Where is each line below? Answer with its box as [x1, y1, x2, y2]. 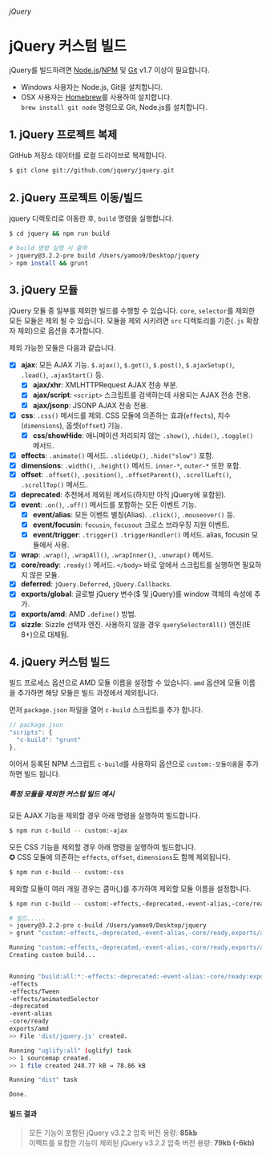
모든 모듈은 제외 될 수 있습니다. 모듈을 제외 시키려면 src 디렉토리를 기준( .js [9, 316, 244, 326]
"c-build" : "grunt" [16, 736, 82, 744]
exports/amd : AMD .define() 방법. [20, 610, 137, 619]
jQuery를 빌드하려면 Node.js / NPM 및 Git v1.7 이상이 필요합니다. [9, 65, 211, 75]
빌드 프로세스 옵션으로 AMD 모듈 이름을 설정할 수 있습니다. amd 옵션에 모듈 [9, 678, 241, 687]
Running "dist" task [9, 1076, 79, 1084]
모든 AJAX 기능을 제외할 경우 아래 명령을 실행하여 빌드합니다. [9, 810, 201, 820]
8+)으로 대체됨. [20, 630, 70, 639]
